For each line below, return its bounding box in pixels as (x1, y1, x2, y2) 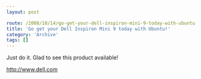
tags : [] (6, 37, 29, 43)
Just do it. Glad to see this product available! (6, 54, 119, 61)
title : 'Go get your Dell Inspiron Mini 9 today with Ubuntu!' (6, 26, 171, 32)
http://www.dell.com (6, 66, 58, 73)
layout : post (6, 9, 40, 15)
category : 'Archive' (6, 31, 59, 37)
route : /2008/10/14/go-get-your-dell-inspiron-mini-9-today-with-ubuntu (6, 20, 196, 26)
